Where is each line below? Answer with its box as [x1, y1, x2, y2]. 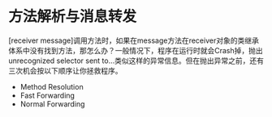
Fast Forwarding [19, 90, 76, 100]
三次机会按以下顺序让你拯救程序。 [8, 65, 123, 75]
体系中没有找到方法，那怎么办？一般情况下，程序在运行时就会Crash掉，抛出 [8, 45, 264, 55]
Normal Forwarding [19, 98, 85, 109]
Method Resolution [19, 81, 84, 91]
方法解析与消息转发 [8, 7, 137, 26]
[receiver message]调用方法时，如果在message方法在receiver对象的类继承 [8, 36, 260, 45]
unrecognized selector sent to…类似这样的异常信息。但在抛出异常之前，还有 [8, 56, 265, 65]
